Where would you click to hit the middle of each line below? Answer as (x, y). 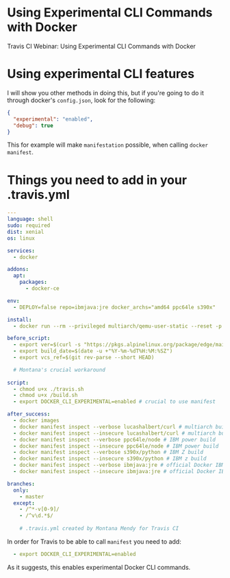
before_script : (29, 338)
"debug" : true (33, 125)
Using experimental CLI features (101, 74)
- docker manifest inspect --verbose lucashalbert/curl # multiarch (113, 426)
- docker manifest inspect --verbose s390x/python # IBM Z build (108, 453)
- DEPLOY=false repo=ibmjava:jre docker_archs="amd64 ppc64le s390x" (114, 307)
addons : (18, 269)
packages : (34, 282)
